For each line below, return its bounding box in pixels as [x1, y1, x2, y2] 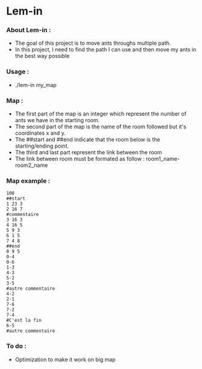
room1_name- [145, 155, 180, 163]
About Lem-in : [6, 26, 51, 34]
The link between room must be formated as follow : [14, 155, 145, 163]
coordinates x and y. [14, 129, 66, 137]
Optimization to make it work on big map [14, 356, 116, 363]
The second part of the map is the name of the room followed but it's [14, 123, 187, 131]
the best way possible [14, 53, 70, 60]
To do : [6, 342, 27, 350]
